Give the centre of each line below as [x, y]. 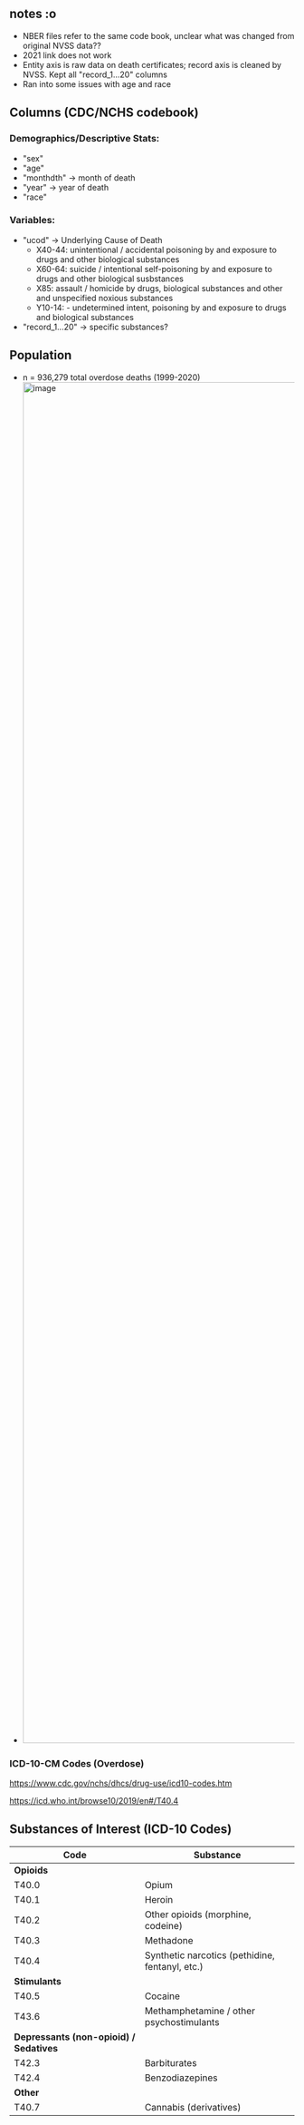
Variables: [33, 220]
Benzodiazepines [181, 2078]
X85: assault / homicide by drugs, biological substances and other [159, 288]
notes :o [33, 14]
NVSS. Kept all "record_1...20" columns [95, 74]
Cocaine [162, 1996]
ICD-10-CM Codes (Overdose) [77, 1763]
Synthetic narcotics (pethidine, [210, 1955]
